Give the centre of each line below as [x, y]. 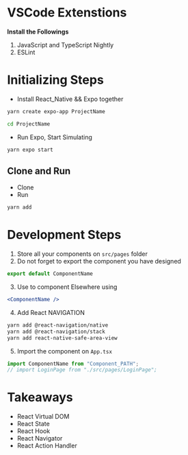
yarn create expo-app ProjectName [56, 111]
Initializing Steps [55, 80]
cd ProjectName [29, 124]
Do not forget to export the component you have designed [99, 261]
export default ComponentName [50, 274]
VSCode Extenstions [67, 13]
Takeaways [40, 398]
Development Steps [64, 235]
